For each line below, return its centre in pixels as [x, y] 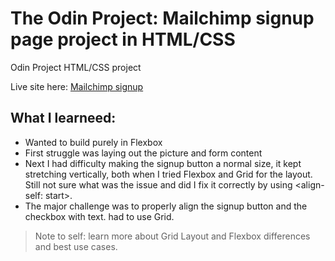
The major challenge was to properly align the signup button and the [166, 206]
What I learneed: [63, 118]
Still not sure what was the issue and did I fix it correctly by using [158, 184]
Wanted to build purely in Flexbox [93, 142]
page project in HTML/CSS [123, 39]
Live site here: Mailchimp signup [77, 86]
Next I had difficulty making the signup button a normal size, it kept [163, 163]
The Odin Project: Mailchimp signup [162, 18]
